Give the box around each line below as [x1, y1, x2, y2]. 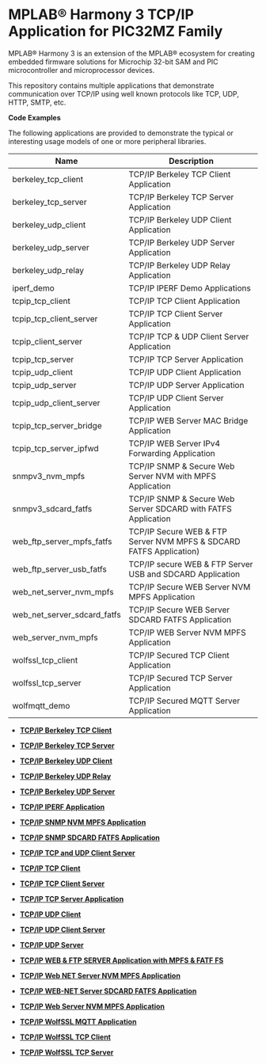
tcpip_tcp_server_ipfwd [12, 443, 99, 454]
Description [169, 155, 214, 166]
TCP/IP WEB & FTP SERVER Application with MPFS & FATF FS [19, 956, 224, 965]
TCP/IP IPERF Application [19, 802, 105, 811]
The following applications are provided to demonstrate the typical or [8, 128, 234, 138]
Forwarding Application [128, 447, 215, 458]
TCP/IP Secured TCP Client [128, 649, 230, 660]
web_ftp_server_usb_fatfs [12, 564, 107, 575]
